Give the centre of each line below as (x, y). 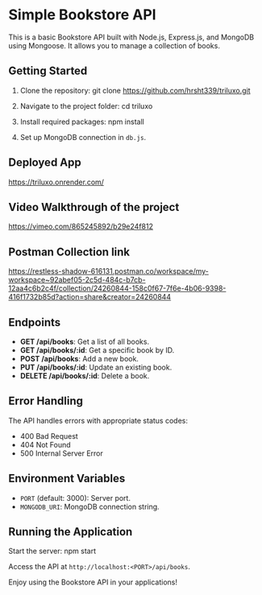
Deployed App (45, 163)
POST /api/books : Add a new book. (79, 359)
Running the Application (71, 532)
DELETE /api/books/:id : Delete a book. (85, 376)
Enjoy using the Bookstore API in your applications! (93, 582)
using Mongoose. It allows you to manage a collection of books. (114, 45)
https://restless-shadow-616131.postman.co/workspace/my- (109, 271)
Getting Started (48, 71)
